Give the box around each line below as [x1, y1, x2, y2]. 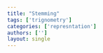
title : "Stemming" [7, 10, 60, 17]
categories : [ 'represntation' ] [7, 23, 97, 30]
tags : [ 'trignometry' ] [7, 17, 72, 23]
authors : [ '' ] [7, 29, 48, 36]
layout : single [7, 36, 51, 43]
